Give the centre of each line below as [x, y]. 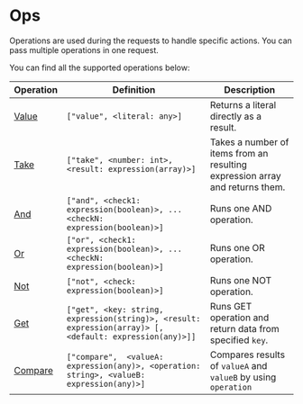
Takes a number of [249, 142]
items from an [239, 153]
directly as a [236, 116]
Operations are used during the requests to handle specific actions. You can [151, 40]
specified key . [239, 340]
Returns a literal [243, 104]
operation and [239, 318]
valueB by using [243, 377]
